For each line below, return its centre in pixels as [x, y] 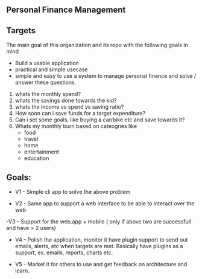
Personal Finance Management [66, 10]
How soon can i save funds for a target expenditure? [80, 114]
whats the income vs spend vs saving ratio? [69, 107]
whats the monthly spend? [48, 94]
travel [31, 139]
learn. [22, 271]
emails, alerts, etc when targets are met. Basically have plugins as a [99, 246]
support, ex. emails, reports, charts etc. [64, 252]
